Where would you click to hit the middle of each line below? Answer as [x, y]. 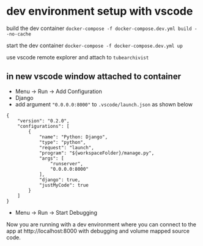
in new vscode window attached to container [94, 77]
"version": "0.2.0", [43, 121]
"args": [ [51, 158]
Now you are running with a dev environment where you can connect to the [102, 224]
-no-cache [19, 34]
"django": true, [60, 180]
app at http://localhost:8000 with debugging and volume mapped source [98, 231]
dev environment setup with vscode [100, 11]
